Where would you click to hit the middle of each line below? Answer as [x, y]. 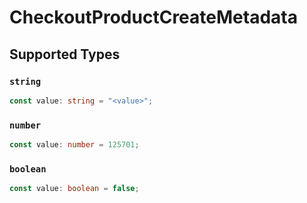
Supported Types [65, 54]
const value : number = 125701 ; [74, 145]
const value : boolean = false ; [74, 189]
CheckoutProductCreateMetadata [153, 17]
